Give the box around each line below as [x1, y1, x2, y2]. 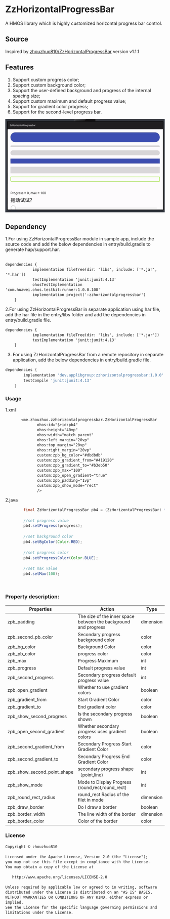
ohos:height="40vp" [37, 427, 78, 432]
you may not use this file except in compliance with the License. [5, 859, 151, 864]
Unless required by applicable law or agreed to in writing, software [5, 885, 157, 890]
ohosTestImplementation [32, 282, 82, 287]
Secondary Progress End [77, 753, 130, 760]
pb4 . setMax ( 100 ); [23, 571, 60, 576]
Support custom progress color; [12, 76, 79, 82]
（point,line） [77, 772, 106, 778]
